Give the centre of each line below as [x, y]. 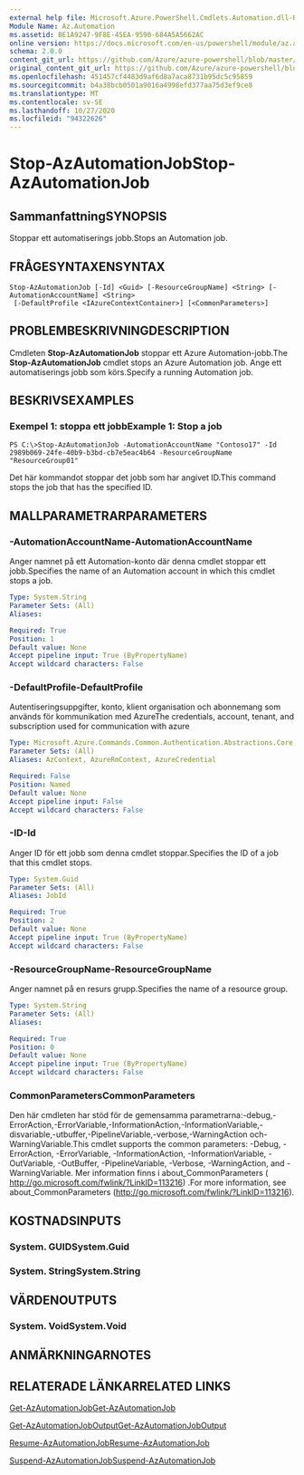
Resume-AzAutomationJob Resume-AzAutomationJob [109, 1443]
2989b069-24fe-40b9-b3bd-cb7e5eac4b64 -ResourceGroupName [121, 453]
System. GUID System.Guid [69, 1247]
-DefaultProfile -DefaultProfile [76, 688]
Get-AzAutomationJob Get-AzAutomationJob [93, 1408]
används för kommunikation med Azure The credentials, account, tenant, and [152, 717]
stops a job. [31, 581]
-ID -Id [23, 833]
